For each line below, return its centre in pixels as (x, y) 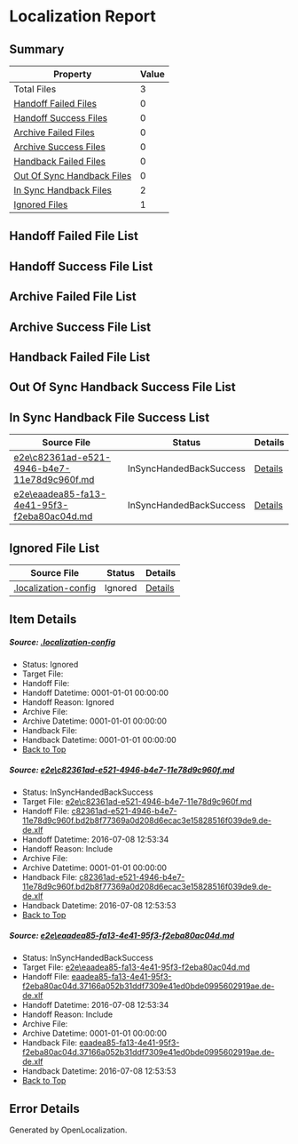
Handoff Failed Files (55, 104)
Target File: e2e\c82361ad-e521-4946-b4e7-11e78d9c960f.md (137, 802)
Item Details (43, 620)
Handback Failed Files (60, 161)
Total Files (35, 89)
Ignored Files (41, 204)
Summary (37, 49)
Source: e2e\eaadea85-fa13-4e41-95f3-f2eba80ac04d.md (122, 935)
